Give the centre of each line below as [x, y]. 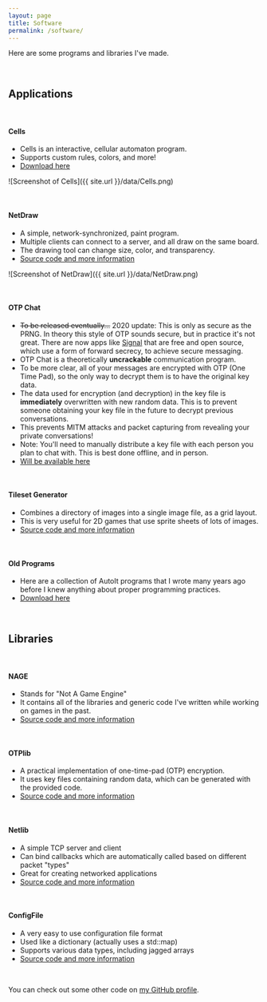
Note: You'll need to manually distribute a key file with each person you [136, 444]
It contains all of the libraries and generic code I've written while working [139, 703]
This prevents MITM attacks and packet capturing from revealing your [135, 427]
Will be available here [55, 461]
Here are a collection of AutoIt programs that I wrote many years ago [132, 581]
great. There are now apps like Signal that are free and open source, [132, 342]
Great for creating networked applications [88, 873]
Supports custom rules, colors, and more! [88, 157]
